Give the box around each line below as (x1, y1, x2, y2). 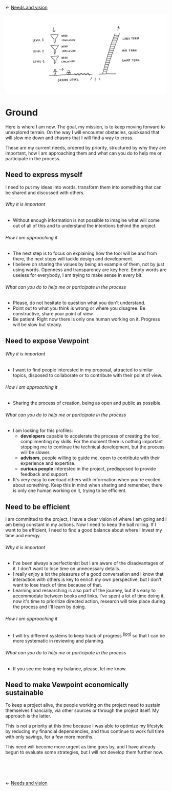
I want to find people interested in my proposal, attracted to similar (12, 367, 153, 373)
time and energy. (5, 533, 41, 539)
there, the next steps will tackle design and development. (12, 256, 134, 262)
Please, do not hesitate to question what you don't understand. (12, 300, 146, 306)
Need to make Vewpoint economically (5, 680, 129, 689)
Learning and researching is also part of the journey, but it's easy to (12, 588, 156, 594)
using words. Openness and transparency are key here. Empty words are (12, 267, 167, 273)
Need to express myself (5, 171, 83, 179)
